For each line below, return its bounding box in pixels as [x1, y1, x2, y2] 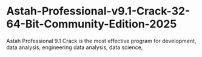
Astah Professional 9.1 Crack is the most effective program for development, [6, 37, 197, 44]
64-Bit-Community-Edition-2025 [6, 17, 177, 31]
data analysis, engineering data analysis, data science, [6, 44, 143, 51]
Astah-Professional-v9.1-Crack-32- [6, 4, 190, 18]
